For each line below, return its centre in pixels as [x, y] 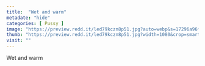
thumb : [15, 35]
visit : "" [19, 40]
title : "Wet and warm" [37, 12]
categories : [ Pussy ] [35, 23]
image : [15, 29]
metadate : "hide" [28, 18]
